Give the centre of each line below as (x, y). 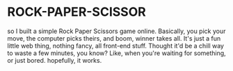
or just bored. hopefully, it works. (55, 60)
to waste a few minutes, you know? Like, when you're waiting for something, (116, 53)
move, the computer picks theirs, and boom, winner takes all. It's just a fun (114, 38)
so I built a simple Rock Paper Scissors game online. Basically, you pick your (116, 31)
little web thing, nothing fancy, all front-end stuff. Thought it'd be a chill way (116, 45)
